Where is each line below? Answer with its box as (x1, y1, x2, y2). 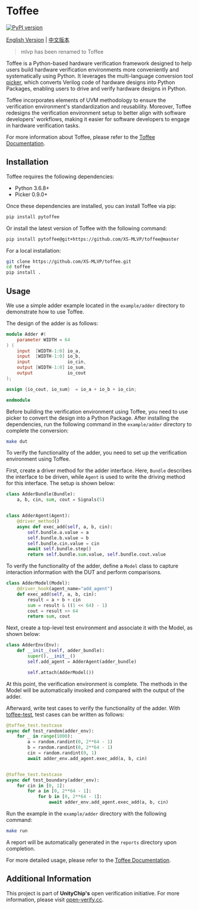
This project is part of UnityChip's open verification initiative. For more (6, 889, 180, 896)
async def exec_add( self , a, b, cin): (17, 523, 113, 530)
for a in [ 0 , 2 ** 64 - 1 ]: (27, 788, 92, 794)
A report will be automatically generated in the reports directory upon (6, 839, 177, 846)
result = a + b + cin (27, 597, 81, 603)
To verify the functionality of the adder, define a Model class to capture (6, 562, 179, 570)
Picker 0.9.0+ (14, 191, 48, 198)
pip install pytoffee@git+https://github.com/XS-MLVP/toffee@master (6, 236, 179, 242)
